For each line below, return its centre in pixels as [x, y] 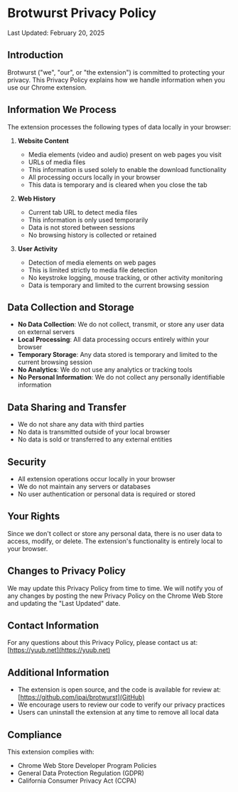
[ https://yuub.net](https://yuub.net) [59, 650]
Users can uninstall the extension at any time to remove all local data [118, 712]
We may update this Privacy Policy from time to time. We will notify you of [115, 588]
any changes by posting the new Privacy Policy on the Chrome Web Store [115, 596]
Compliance [35, 735]
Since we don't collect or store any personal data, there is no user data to [115, 533]
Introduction [36, 55]
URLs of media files [57, 162]
